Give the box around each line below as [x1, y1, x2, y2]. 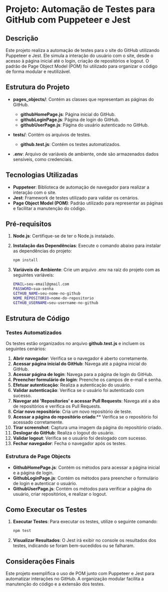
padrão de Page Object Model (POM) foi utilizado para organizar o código [5, 63, 158, 69]
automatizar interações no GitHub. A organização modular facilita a [5, 576, 144, 582]
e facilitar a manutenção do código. [12, 205, 86, 211]
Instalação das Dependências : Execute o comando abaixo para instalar [12, 242, 161, 248]
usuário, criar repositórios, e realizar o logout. [12, 491, 107, 497]
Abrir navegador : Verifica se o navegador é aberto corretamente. [12, 355, 148, 361]
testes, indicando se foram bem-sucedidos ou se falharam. [12, 542, 134, 548]
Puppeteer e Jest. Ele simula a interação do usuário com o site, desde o [5, 52, 153, 58]
